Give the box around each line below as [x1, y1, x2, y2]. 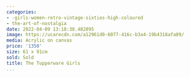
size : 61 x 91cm [6, 49, 48, 55]
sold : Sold [6, 54, 34, 61]
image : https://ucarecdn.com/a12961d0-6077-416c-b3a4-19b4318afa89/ [6, 32, 185, 38]
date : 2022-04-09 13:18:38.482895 [6, 26, 95, 32]
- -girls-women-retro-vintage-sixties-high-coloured [6, 15, 144, 21]
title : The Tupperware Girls [6, 60, 81, 66]
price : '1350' [6, 43, 43, 50]
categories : [6, 9, 37, 15]
